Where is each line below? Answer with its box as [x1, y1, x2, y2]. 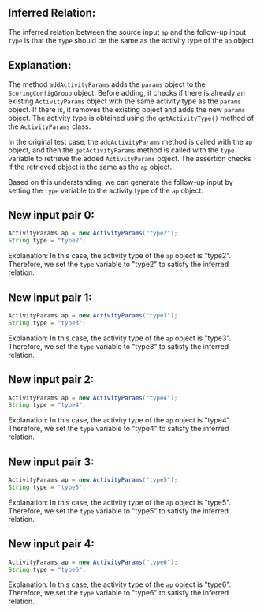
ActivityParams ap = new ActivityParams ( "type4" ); [8, 394, 178, 402]
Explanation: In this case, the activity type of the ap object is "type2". [8, 251, 232, 261]
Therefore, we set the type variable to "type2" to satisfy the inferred [8, 260, 229, 269]
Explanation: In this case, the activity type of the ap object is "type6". [8, 580, 232, 589]
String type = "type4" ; [8, 401, 87, 409]
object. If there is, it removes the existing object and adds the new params [8, 104, 246, 114]
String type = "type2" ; [8, 237, 87, 245]
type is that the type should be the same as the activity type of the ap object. [8, 36, 256, 45]
